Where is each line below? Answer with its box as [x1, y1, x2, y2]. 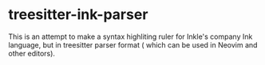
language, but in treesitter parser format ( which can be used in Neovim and [8, 40, 258, 49]
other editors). [8, 48, 56, 58]
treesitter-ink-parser [8, 6, 148, 24]
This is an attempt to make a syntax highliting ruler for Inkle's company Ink [8, 32, 253, 41]
